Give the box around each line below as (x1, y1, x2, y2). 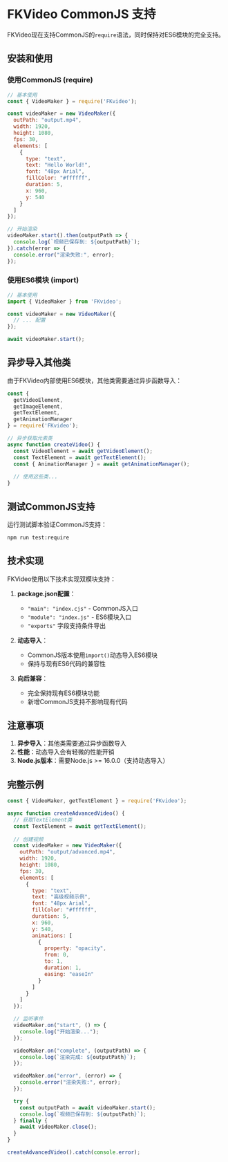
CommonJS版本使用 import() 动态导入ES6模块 (27, 651, 158, 659)
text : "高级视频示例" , (32, 894, 91, 901)
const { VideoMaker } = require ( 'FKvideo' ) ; (7, 98, 137, 104)
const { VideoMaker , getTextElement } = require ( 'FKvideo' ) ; (7, 797, 187, 804)
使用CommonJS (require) (7, 75, 93, 85)
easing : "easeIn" (44, 970, 95, 977)
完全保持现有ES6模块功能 (27, 689, 100, 697)
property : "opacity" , (44, 945, 107, 952)
